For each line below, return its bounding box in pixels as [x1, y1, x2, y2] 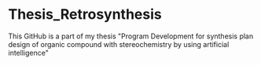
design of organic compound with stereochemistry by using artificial [8, 39, 230, 49]
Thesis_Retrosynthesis [8, 5, 163, 23]
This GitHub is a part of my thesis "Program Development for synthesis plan [8, 31, 254, 41]
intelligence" [8, 48, 49, 57]
